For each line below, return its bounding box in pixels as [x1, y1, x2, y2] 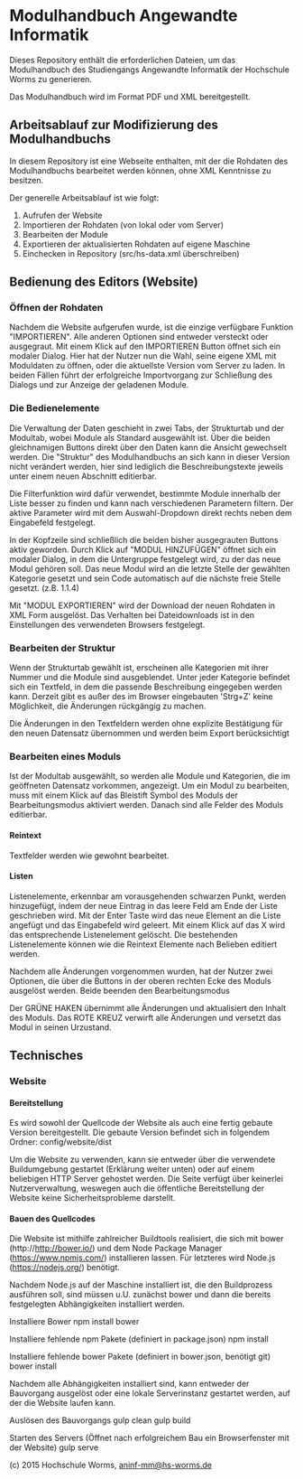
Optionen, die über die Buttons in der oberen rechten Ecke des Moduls [9, 975, 272, 986]
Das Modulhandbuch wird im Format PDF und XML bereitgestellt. [9, 91, 251, 102]
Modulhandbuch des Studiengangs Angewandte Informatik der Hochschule [9, 64, 290, 75]
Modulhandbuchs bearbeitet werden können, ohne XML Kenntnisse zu [9, 164, 272, 176]
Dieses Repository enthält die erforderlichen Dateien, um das [9, 54, 236, 65]
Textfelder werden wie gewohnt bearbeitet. [9, 850, 170, 861]
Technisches [9, 1048, 84, 1063]
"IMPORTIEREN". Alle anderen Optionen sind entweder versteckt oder [9, 332, 269, 342]
